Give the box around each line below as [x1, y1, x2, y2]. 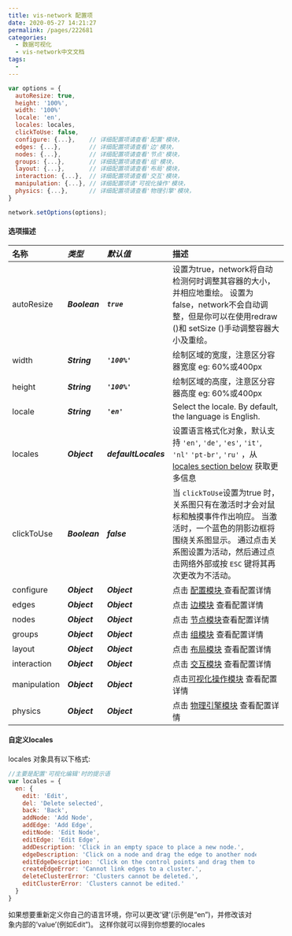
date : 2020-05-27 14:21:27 [8, 19, 97, 27]
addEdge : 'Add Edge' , [22, 821, 93, 830]
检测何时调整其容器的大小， [172, 275, 275, 286]
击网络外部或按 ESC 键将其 [172, 558, 268, 569]
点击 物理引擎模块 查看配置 [172, 700, 272, 711]
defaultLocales [106, 448, 165, 459]
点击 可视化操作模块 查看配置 [172, 673, 278, 684]
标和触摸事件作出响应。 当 [172, 511, 270, 522]
